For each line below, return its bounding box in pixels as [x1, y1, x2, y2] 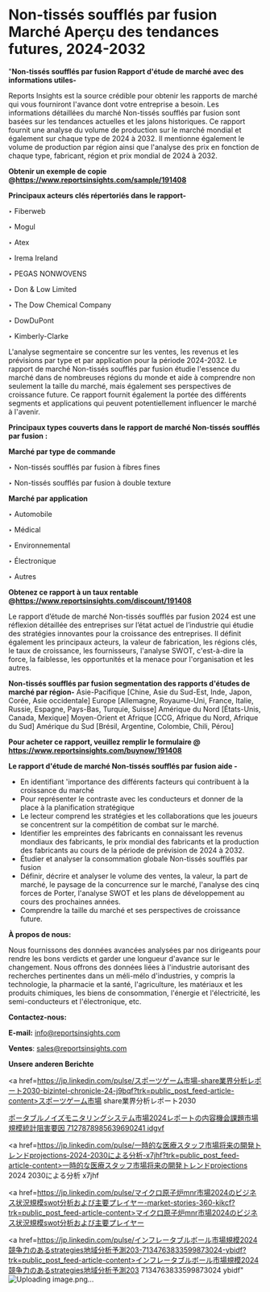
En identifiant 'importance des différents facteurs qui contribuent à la [19, 777, 250, 786]
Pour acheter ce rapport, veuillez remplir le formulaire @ [8, 736, 201, 747]
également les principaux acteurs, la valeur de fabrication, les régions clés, [8, 637, 258, 647]
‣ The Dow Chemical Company [8, 300, 111, 310]
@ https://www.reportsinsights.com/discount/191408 [8, 595, 192, 606]
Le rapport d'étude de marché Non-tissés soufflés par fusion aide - [8, 761, 238, 771]
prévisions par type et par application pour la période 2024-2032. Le [8, 355, 238, 365]
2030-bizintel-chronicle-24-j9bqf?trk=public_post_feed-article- [22, 1086, 235, 1095]
